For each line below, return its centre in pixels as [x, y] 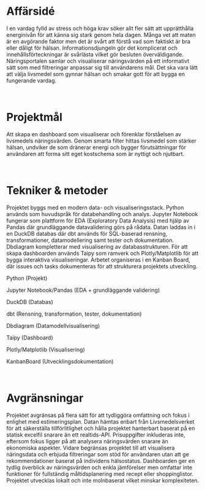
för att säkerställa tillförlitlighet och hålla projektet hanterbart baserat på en [101, 428]
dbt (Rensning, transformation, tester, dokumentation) [74, 314]
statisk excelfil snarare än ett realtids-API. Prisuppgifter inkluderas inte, [96, 435]
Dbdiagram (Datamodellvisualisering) [53, 325]
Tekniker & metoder [57, 191]
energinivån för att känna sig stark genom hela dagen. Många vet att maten [101, 34]
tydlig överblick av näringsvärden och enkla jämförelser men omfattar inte [99, 467]
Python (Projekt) [27, 278]
